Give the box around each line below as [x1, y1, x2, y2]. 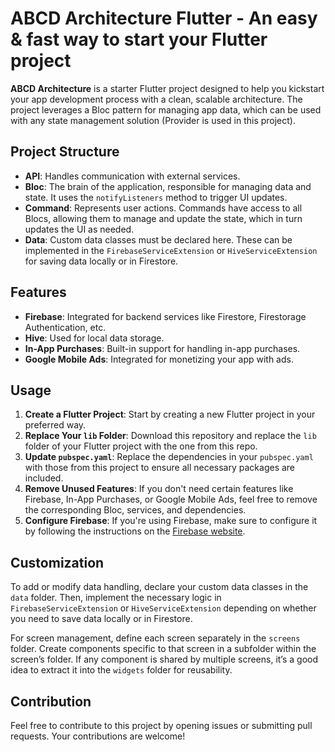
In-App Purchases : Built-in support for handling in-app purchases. [24, 342, 301, 354]
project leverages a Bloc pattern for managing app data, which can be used [10, 103, 322, 116]
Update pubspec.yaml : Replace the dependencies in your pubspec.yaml [24, 451, 314, 463]
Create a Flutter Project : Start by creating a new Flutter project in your [24, 408, 316, 421]
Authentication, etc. [24, 321, 107, 333]
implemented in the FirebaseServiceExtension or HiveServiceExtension [24, 244, 318, 256]
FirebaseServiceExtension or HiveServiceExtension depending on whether [10, 602, 317, 614]
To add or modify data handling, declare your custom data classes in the [10, 581, 309, 593]
